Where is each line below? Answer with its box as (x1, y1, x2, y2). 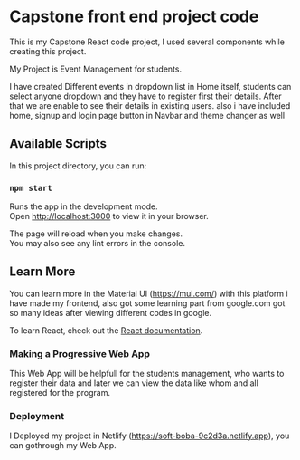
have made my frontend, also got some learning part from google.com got (9, 297, 286, 309)
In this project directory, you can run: (9, 160, 147, 171)
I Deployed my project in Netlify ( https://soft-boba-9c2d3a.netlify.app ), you (9, 430, 290, 441)
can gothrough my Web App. (9, 440, 117, 451)
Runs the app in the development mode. (9, 201, 158, 212)
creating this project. (9, 45, 87, 56)
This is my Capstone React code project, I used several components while (9, 36, 285, 47)
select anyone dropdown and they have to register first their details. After (9, 91, 282, 101)
